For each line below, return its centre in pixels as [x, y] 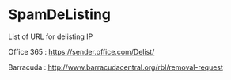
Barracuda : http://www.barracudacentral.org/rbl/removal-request [116, 67]
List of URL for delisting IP [51, 36]
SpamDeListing [60, 15]
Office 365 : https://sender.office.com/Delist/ [81, 51]
